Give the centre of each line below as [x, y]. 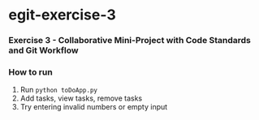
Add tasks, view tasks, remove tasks [81, 98]
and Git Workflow [43, 50]
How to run [30, 72]
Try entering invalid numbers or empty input [94, 107]
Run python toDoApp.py [58, 90]
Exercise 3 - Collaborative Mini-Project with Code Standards [130, 41]
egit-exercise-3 [62, 15]
